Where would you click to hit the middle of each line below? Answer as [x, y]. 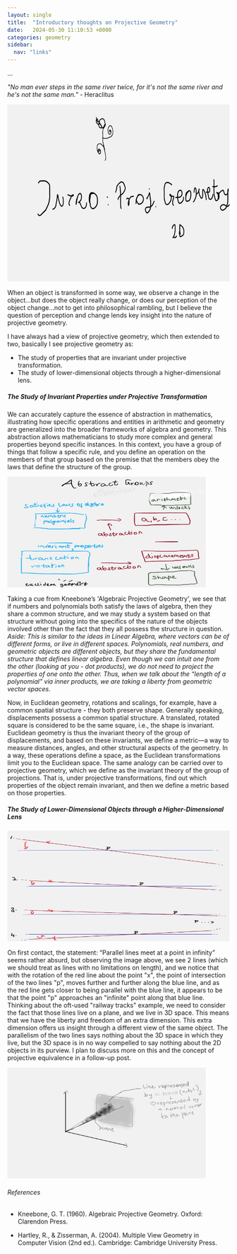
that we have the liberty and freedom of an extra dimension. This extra [110, 1020]
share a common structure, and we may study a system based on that [109, 614]
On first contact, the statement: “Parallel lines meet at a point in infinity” [111, 953]
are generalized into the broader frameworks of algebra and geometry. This [117, 429]
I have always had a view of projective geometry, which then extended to [114, 336]
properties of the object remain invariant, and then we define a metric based [118, 785]
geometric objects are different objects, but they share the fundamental [112, 651]
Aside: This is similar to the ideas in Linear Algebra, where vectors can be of [118, 636]
